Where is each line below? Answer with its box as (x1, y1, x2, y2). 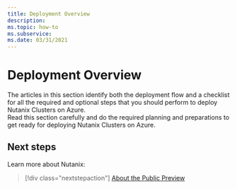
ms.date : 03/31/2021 (7, 37, 69, 44)
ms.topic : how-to (7, 23, 59, 30)
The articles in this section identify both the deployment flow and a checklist (7, 91, 230, 99)
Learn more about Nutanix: (7, 160, 86, 168)
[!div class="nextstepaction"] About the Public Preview (24, 173, 185, 182)
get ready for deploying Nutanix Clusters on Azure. (7, 121, 156, 130)
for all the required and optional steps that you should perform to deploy (7, 98, 218, 107)
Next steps (7, 141, 57, 153)
